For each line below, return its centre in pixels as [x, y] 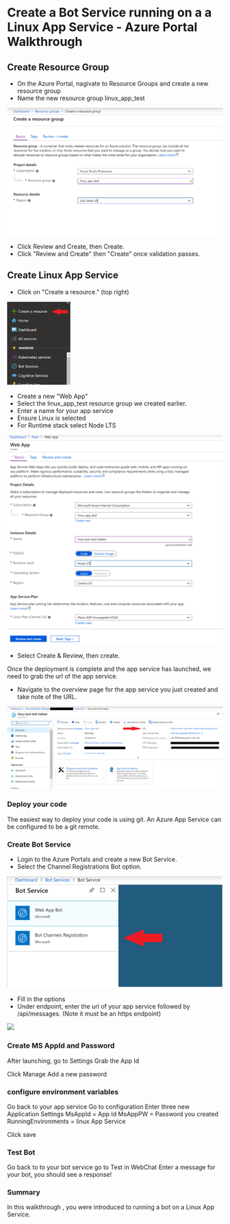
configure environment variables [63, 1092]
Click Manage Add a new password [57, 1074]
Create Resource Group [58, 67]
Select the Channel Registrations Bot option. [79, 867]
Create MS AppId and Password [61, 1046]
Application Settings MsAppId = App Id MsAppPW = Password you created [113, 1114]
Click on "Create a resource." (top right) [73, 292]
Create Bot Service [39, 844]
